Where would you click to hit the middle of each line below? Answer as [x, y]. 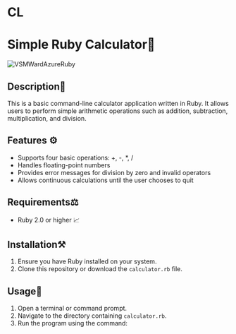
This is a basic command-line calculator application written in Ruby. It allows [118, 103]
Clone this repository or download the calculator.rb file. [100, 269]
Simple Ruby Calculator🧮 [81, 45]
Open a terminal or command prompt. [72, 309]
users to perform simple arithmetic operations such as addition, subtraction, [118, 111]
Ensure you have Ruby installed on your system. [87, 261]
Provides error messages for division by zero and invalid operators [114, 172]
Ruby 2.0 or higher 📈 [48, 220]
